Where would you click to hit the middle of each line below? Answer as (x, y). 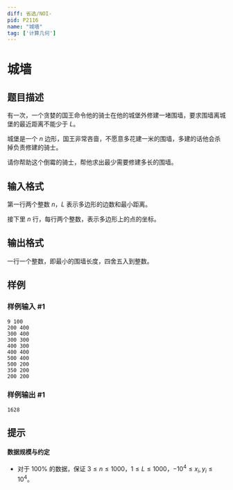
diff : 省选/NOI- (29, 14)
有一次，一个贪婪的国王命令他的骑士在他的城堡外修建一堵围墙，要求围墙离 (113, 115)
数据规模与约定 (28, 452)
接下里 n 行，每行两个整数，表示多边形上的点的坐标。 (84, 219)
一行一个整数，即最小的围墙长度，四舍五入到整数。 (80, 261)
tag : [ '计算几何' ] (32, 33)
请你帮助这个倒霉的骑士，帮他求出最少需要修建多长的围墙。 (92, 162)
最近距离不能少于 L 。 (49, 124)
